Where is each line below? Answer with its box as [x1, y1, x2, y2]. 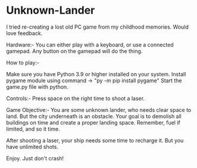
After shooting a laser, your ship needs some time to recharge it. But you [6, 136, 184, 144]
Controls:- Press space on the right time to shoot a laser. [6, 95, 145, 102]
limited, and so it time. [6, 125, 61, 132]
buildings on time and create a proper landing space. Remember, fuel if [6, 119, 180, 126]
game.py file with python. [6, 83, 68, 90]
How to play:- [6, 59, 40, 66]
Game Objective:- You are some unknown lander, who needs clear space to [6, 106, 192, 113]
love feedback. [6, 29, 43, 36]
